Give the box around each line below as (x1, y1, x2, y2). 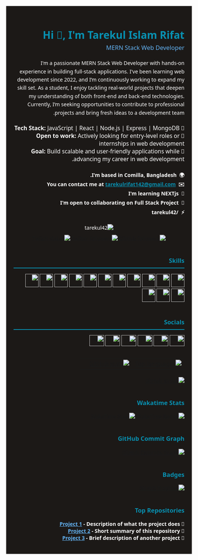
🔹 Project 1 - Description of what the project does (59, 520, 184, 528)
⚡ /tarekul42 (151, 208, 184, 216)
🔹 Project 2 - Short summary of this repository (67, 527, 184, 535)
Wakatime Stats (137, 398, 184, 407)
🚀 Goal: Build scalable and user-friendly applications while (31, 147, 184, 156)
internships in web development (98, 139, 184, 148)
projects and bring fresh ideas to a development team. (53, 108, 184, 117)
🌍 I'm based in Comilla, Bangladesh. (90, 171, 184, 179)
